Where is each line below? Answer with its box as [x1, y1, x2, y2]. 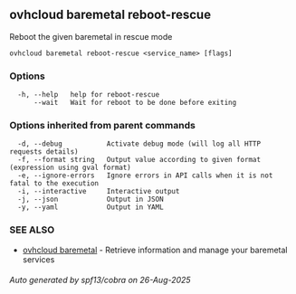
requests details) [9, 147, 79, 156]
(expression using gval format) [9, 163, 131, 173]
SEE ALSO [9, 223, 55, 236]
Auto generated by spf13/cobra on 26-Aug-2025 [9, 275, 192, 286]
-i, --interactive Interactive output [17, 187, 180, 196]
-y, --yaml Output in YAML [17, 203, 165, 212]
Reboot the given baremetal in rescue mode [9, 31, 173, 42]
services [22, 253, 55, 265]
